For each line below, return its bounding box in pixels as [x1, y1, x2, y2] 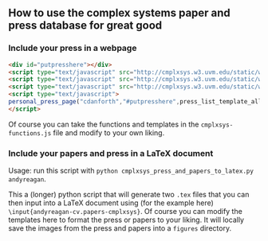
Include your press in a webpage [8, 43, 137, 54]
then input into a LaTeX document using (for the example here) [8, 198, 214, 208]
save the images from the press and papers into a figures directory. [8, 224, 232, 233]
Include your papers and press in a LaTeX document [8, 147, 214, 158]
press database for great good [8, 19, 163, 33]
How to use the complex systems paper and [8, 6, 231, 20]
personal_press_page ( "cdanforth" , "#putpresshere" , [8, 98, 180, 106]
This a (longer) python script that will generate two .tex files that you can [8, 190, 250, 200]
